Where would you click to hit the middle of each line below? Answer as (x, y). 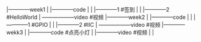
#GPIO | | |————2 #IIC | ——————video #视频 (96, 25)
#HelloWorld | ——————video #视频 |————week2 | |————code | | (99, 17)
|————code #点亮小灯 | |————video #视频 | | (91, 32)
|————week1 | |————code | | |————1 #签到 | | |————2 (88, 9)
